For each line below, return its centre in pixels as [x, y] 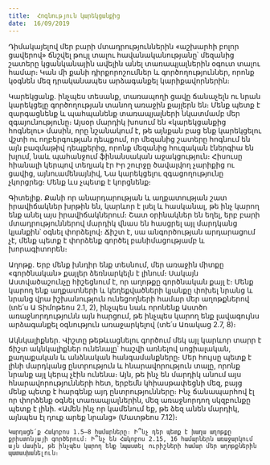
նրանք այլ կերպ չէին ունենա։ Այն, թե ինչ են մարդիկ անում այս [125, 374]
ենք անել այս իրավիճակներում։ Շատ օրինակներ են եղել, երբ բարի [134, 214]
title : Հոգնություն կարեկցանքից [64, 16]
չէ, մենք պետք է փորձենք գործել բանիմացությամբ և [106, 240]
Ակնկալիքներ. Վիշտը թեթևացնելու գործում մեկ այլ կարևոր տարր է [135, 340]
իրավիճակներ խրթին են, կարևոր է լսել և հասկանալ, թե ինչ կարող [134, 206]
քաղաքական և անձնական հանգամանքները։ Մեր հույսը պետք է [130, 357]
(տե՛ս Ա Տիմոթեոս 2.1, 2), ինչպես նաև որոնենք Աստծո [108, 307]
